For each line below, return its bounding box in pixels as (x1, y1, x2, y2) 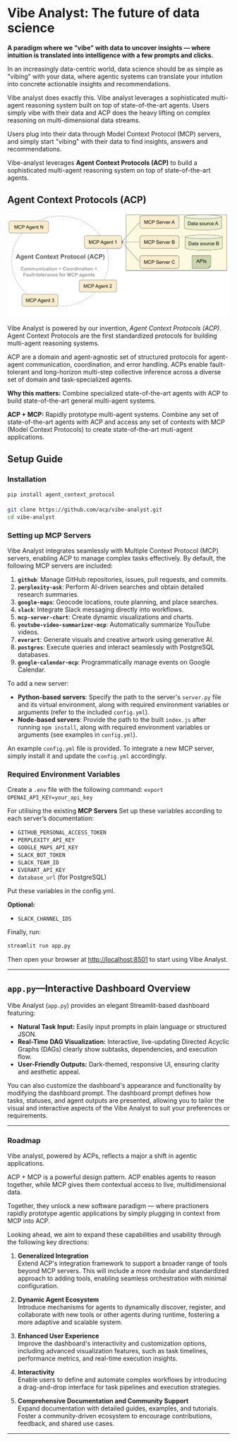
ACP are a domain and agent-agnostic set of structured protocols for (7, 352, 207, 361)
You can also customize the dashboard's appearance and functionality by (7, 1081, 221, 1089)
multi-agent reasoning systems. (7, 338, 100, 348)
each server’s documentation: (7, 814, 94, 822)
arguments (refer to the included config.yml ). (17, 708, 150, 716)
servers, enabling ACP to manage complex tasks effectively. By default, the (7, 554, 226, 563)
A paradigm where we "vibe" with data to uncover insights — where (7, 43, 210, 52)
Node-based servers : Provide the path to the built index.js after (17, 716, 207, 724)
